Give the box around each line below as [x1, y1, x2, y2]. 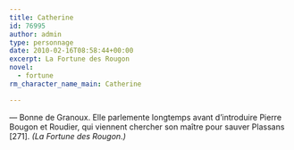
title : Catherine [9, 12, 74, 22]
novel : [9, 63, 34, 72]
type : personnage [9, 37, 74, 47]
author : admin [9, 29, 63, 38]
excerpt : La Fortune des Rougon [9, 54, 130, 63]
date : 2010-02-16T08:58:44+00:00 [9, 46, 134, 55]
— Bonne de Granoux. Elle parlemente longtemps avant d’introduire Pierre [9, 112, 282, 122]
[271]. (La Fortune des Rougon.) [9, 130, 127, 141]
